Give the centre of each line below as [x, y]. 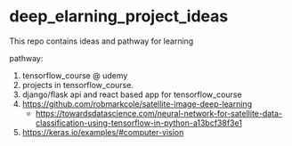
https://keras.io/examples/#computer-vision [103, 132]
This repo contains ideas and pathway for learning [101, 41]
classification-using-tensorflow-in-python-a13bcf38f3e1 [139, 123]
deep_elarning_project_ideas [119, 16]
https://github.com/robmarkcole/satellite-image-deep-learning [137, 103]
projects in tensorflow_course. [77, 85]
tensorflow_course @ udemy [75, 75]
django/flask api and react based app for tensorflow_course [132, 94]
